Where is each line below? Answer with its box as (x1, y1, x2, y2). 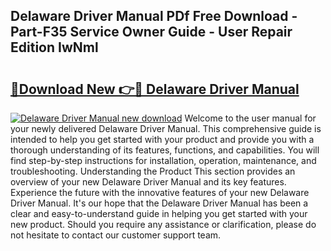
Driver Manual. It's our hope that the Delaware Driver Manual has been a (10, 197, 309, 209)
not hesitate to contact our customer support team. (10, 229, 222, 241)
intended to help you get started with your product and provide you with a (10, 134, 315, 145)
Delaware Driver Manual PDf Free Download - (10, 8, 298, 25)
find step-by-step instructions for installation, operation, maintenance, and (10, 155, 317, 166)
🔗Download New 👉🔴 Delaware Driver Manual (10, 80, 300, 98)
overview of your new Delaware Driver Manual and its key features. (10, 176, 287, 188)
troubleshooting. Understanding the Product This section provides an (10, 165, 296, 177)
